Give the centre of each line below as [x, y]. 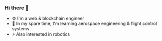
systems [20, 29]
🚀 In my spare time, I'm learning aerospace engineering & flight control [84, 23]
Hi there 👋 [17, 8]
